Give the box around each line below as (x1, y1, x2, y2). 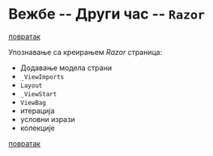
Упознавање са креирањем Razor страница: (8, 47, 163, 57)
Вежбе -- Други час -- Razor (8, 5, 205, 23)
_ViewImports (19, 73, 65, 81)
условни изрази (19, 114, 75, 124)
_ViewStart (19, 90, 58, 98)
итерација (19, 106, 55, 116)
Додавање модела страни (19, 62, 112, 73)
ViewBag (19, 99, 46, 107)
